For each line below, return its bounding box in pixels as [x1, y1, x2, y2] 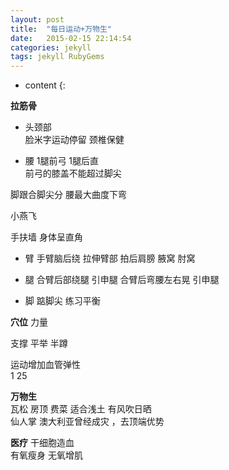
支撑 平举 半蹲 [10, 337, 68, 350]
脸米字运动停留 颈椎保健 [24, 134, 125, 146]
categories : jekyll [10, 42, 92, 53]
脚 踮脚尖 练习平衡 [24, 295, 101, 307]
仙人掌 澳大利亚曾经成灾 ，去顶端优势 [10, 416, 165, 428]
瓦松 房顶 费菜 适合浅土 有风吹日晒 [10, 403, 152, 415]
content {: [24, 79, 66, 91]
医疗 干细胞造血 [10, 437, 75, 449]
